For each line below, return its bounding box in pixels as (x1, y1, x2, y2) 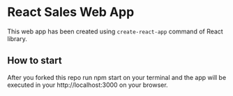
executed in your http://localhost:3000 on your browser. (7, 81, 169, 89)
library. (7, 34, 28, 42)
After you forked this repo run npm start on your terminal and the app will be (7, 73, 227, 81)
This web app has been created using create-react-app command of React (7, 27, 223, 35)
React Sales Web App (7, 4, 135, 20)
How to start (7, 55, 62, 67)
